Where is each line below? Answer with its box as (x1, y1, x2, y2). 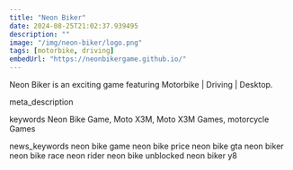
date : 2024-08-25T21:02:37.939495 (9, 21, 139, 30)
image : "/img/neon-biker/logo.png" (9, 38, 143, 47)
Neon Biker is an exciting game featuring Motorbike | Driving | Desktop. (9, 80, 273, 89)
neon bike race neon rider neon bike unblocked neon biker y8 (9, 150, 238, 161)
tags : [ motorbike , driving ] (9, 47, 115, 55)
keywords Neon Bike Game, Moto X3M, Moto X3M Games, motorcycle (9, 114, 270, 124)
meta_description (9, 97, 74, 107)
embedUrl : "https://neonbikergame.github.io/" (9, 55, 187, 64)
